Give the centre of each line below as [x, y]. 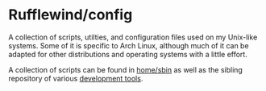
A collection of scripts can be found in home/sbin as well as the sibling [126, 69]
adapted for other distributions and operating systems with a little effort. [128, 54]
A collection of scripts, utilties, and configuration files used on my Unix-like [133, 37]
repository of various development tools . [76, 78]
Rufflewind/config [71, 15]
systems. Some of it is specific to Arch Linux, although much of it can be [129, 45]
